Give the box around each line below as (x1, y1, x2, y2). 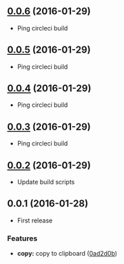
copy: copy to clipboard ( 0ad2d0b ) (17, 249, 118, 258)
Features (7, 234, 38, 243)
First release (17, 216, 53, 225)
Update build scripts (17, 178, 75, 186)
